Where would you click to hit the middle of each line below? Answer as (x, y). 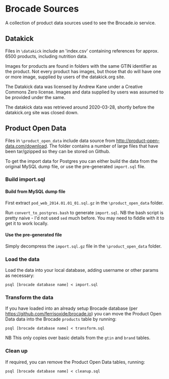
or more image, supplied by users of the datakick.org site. (65, 77)
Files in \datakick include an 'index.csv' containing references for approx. (82, 51)
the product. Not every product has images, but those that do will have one (83, 71)
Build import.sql (25, 179)
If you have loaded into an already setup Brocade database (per (71, 308)
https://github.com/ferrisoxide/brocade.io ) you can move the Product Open (83, 314)
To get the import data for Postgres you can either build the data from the (81, 161)
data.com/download (26, 146)
